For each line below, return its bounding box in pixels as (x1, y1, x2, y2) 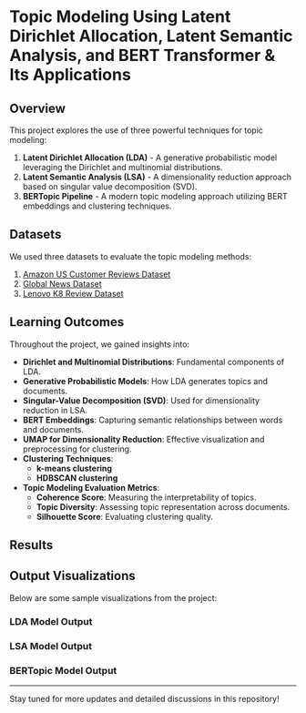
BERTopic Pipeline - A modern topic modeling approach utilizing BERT (22, 191, 289, 201)
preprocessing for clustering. (22, 443, 132, 454)
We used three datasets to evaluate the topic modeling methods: (9, 250, 252, 261)
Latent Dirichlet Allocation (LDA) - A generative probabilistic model (22, 152, 278, 163)
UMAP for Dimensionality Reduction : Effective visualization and (22, 433, 265, 444)
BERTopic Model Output (9, 664, 117, 677)
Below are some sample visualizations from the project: (9, 592, 218, 603)
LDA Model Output (9, 615, 93, 627)
